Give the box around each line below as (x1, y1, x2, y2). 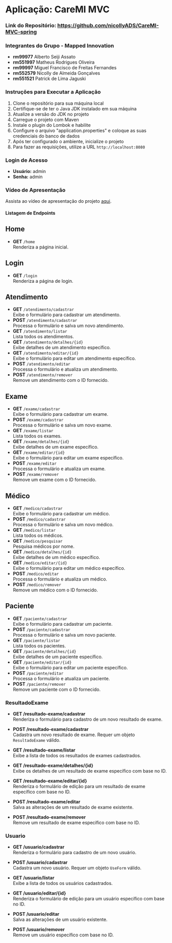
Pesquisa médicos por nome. (12, 543, 75, 549)
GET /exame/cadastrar (12, 406, 61, 412)
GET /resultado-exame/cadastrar (12, 711, 86, 717)
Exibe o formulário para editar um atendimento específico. (12, 355, 136, 361)
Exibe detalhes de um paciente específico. (12, 653, 103, 660)
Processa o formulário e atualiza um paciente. (12, 675, 110, 681)
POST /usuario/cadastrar (12, 859, 68, 865)
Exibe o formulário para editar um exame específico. (12, 455, 124, 461)
